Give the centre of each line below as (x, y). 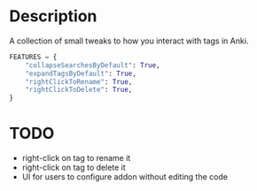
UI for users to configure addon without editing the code (125, 177)
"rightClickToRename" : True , (79, 81)
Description (53, 16)
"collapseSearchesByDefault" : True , (93, 65)
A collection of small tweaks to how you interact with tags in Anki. (129, 41)
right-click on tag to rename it (76, 158)
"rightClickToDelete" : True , (79, 90)
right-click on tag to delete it (74, 168)
